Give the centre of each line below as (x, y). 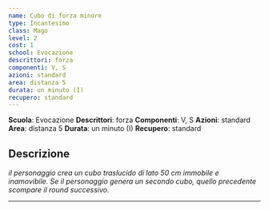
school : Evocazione (41, 53)
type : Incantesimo (39, 23)
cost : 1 (21, 46)
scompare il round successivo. (59, 190)
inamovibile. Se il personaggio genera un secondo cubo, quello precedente (132, 181)
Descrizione (39, 154)
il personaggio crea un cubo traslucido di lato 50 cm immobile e (114, 173)
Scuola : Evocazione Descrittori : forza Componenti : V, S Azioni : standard (129, 120)
